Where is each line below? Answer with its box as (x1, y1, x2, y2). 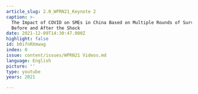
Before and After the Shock (11, 25, 81, 31)
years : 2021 (6, 74, 35, 80)
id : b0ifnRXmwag (6, 42, 46, 48)
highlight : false (6, 36, 49, 42)
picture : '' (6, 63, 35, 69)
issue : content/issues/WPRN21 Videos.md (6, 52, 107, 58)
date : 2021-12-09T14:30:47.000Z (6, 31, 85, 36)
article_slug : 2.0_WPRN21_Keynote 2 (6, 8, 96, 15)
